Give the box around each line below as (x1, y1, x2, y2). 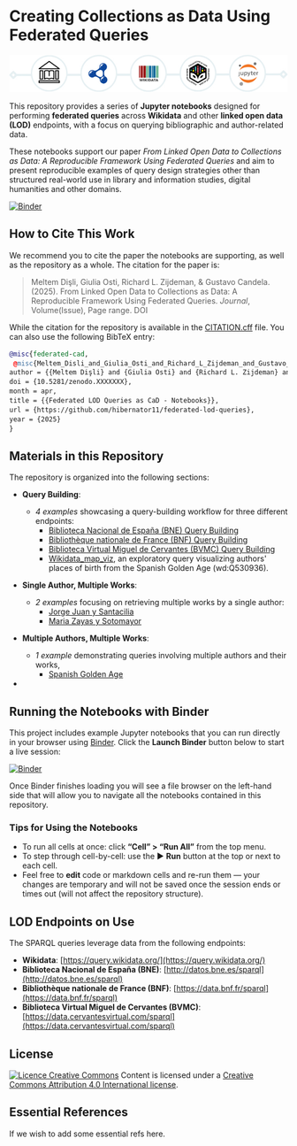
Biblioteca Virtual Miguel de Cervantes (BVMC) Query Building (48, 544, 276, 555)
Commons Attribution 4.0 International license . (9, 1080, 179, 1090)
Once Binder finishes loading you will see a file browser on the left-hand (9, 781, 272, 791)
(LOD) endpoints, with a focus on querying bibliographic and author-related (9, 119, 285, 130)
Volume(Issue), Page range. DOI (30, 304, 148, 315)
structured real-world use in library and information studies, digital (9, 174, 251, 185)
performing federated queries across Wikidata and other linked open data (9, 110, 284, 120)
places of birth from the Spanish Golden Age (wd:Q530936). (48, 563, 270, 573)
